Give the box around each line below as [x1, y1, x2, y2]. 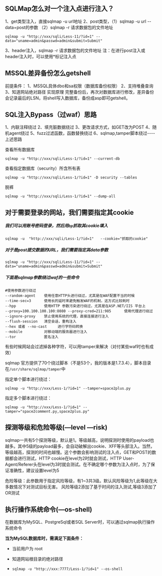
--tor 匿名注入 [5, 334, 59, 339]
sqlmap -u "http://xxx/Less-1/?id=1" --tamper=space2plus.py [5, 386, 131, 391]
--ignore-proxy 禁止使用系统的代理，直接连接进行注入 [5, 314, 109, 319]
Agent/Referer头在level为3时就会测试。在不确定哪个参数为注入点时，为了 [5, 461, 151, 467]
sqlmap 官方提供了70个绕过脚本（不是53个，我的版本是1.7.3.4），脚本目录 [5, 360, 151, 366]
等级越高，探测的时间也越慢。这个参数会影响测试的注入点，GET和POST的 [5, 449, 152, 455]
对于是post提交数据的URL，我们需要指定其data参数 [5, 247, 109, 253]
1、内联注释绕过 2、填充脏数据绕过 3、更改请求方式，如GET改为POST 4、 [5, 124, 153, 130]
